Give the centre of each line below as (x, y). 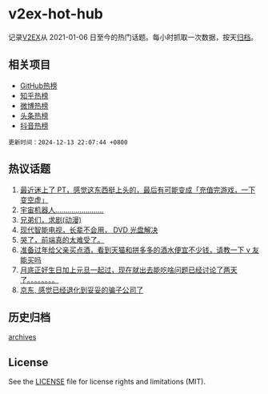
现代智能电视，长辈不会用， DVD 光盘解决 (89, 230)
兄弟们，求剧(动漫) (51, 219)
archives (22, 337)
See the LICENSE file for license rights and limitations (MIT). (107, 382)
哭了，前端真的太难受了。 (62, 239)
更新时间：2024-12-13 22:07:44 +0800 (68, 142)
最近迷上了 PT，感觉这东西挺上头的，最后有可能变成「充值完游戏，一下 (138, 190)
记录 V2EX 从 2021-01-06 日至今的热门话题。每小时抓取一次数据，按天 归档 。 (133, 37)
